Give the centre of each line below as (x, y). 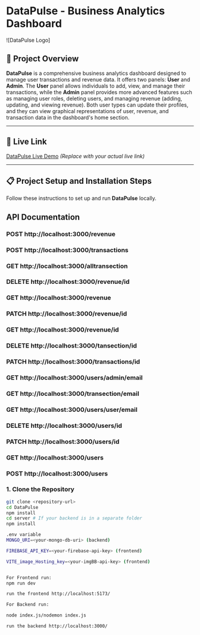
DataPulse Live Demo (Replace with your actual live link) (75, 156)
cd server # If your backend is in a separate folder (74, 518)
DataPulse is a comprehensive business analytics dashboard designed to (96, 73)
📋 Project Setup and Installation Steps (79, 181)
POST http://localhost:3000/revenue (61, 234)
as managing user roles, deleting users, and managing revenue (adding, (94, 98)
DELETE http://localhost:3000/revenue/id (68, 282)
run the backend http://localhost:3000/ (57, 626)
